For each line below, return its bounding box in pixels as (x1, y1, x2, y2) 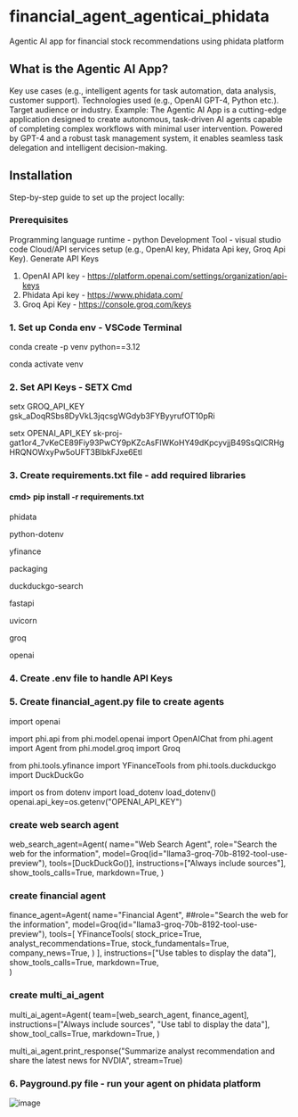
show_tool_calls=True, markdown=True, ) (9, 1028, 160, 1038)
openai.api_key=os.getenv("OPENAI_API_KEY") (9, 796, 182, 807)
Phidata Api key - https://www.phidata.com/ (21, 289, 184, 300)
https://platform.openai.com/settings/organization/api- (87, 270, 288, 281)
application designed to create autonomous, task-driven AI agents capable (9, 113, 283, 124)
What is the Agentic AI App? (9, 62, 169, 77)
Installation (9, 168, 73, 184)
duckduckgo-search (9, 580, 84, 591)
